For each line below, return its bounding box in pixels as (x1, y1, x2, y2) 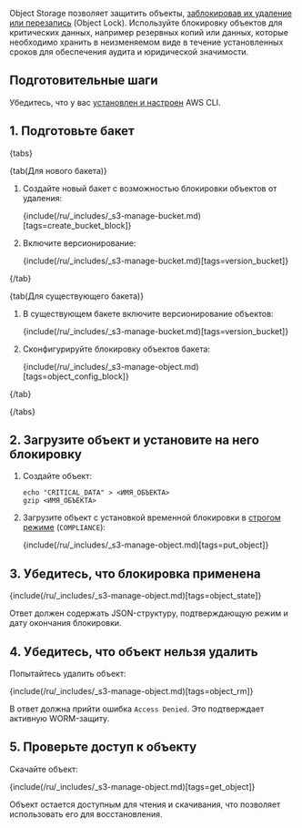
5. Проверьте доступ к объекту (9, 740, 197, 755)
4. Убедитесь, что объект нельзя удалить (9, 644, 258, 659)
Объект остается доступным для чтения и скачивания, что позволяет (9, 799, 281, 810)
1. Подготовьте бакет (9, 123, 135, 139)
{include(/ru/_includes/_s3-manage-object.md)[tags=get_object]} (9, 781, 256, 792)
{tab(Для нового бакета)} (9, 165, 107, 176)
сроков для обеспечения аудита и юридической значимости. (9, 46, 248, 57)
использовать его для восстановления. (9, 808, 163, 819)
